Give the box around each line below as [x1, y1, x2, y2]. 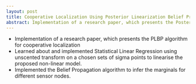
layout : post [6, 8, 38, 15]
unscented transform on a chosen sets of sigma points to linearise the [14, 54, 183, 61]
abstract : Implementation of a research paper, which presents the [6, 19, 174, 25]
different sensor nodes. [14, 72, 71, 79]
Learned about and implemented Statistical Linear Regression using [14, 48, 177, 55]
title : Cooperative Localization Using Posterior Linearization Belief [6, 14, 184, 20]
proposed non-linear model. [14, 60, 82, 67]
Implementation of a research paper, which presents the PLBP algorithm [14, 36, 188, 43]
